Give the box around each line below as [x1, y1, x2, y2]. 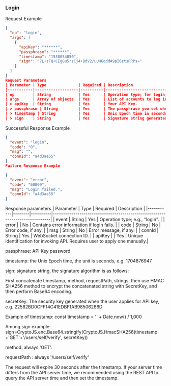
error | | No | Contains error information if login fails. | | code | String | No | [5, 222, 161, 228]
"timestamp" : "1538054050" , [18, 54, 79, 59]
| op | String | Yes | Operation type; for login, [5, 92, 167, 97]
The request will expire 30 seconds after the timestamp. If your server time [5, 364, 162, 370]
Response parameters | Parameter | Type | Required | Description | [5, 206, 145, 212]
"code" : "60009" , [10, 182, 47, 187]
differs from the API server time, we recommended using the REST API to [5, 370, 159, 376]
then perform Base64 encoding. [5, 288, 73, 295]
